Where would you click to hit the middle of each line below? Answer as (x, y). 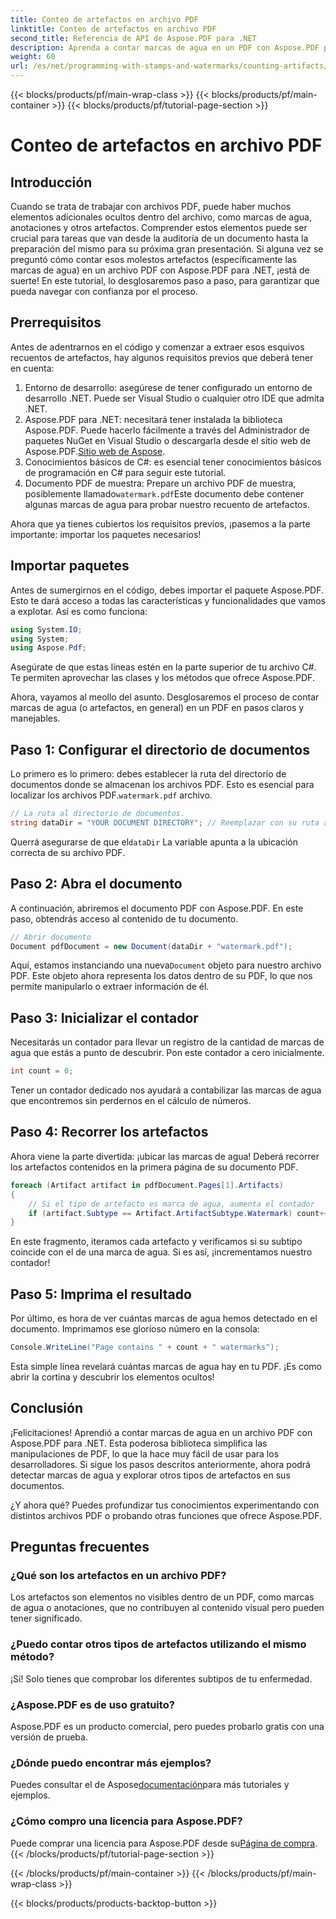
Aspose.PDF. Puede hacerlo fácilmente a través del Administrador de (167, 430)
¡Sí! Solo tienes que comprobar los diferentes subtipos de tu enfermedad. (161, 1678)
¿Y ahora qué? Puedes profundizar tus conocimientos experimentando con (165, 1505)
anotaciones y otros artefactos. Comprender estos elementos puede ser (159, 227)
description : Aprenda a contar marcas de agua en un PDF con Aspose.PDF (165, 47)
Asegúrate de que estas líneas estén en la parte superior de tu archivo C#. (163, 667)
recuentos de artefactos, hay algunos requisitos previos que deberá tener (162, 357)
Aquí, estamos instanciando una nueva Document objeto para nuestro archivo (166, 965)
